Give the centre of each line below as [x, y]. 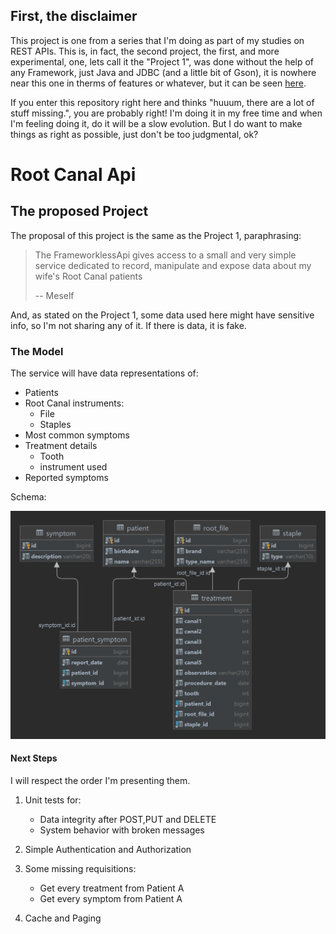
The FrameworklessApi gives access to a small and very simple [165, 255]
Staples [55, 425]
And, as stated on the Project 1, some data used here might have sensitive [162, 315]
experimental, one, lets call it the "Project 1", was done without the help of [162, 61]
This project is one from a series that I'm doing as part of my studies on [157, 40]
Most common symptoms [77, 435]
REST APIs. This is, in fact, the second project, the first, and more [145, 51]
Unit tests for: [53, 800]
